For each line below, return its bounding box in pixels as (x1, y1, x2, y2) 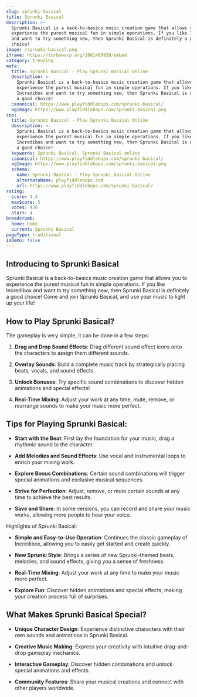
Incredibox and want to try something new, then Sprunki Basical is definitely (6, 287, 189, 294)
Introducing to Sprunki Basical (6, 259, 119, 269)
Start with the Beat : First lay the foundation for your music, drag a (14, 435, 175, 442)
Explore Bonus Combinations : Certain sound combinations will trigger (14, 470, 185, 477)
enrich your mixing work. (14, 458, 75, 466)
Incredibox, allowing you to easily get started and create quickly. (14, 540, 171, 547)
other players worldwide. (14, 684, 75, 691)
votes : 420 (11, 204, 38, 211)
